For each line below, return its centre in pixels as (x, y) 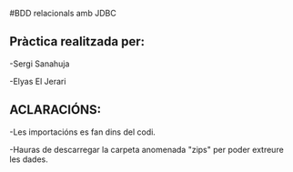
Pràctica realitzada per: (77, 41)
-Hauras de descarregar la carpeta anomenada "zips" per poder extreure (146, 149)
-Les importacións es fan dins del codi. (83, 132)
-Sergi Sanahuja (40, 64)
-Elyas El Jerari (38, 81)
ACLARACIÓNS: (56, 110)
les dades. (29, 159)
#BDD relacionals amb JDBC (63, 13)
